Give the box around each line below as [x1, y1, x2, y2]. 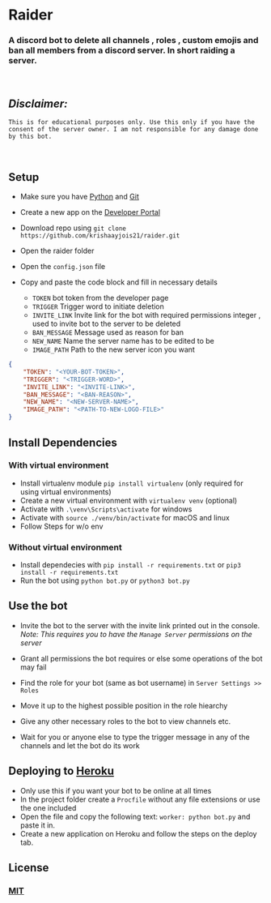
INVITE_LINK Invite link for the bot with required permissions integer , [32, 310, 261, 320]
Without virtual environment [8, 541, 123, 553]
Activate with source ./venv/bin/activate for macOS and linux [19, 512, 231, 522]
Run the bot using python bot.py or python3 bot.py [19, 576, 190, 585]
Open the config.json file [19, 262, 106, 272]
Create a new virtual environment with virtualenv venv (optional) [19, 495, 238, 505]
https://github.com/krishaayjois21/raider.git [19, 232, 180, 240]
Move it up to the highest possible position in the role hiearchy [19, 700, 228, 710]
